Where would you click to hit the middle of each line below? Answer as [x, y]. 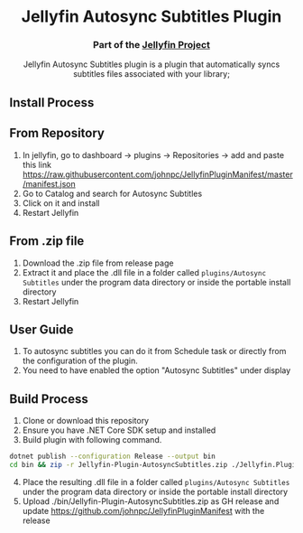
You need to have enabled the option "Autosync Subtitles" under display [156, 370]
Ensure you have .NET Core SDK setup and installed [119, 430]
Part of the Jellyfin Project [151, 45]
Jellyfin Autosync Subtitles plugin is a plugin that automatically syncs [151, 64]
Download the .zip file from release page [98, 263]
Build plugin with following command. [92, 440]
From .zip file [47, 241]
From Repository [57, 133]
